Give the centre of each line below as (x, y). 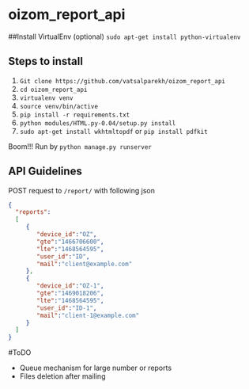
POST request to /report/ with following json (82, 190)
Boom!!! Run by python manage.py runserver (80, 146)
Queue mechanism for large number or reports (96, 368)
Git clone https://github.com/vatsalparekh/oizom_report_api (123, 81)
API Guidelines (45, 172)
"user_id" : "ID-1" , (67, 308)
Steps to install (45, 61)
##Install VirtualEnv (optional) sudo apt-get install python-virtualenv (124, 36)
